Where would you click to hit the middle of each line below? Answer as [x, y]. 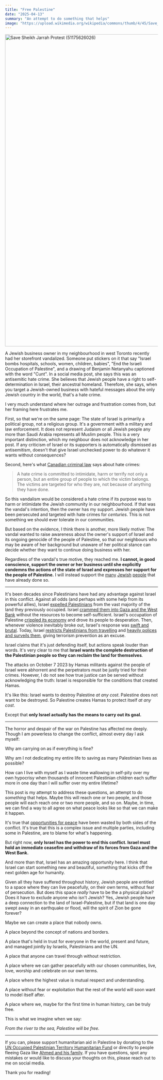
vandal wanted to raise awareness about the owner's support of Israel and [79, 534]
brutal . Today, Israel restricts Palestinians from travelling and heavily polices [81, 630]
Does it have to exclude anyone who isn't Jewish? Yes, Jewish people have [80, 898]
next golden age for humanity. [35, 873]
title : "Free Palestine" [30, 10]
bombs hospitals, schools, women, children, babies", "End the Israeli [73, 364]
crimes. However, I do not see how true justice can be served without [74, 675]
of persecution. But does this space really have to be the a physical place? [79, 892]
